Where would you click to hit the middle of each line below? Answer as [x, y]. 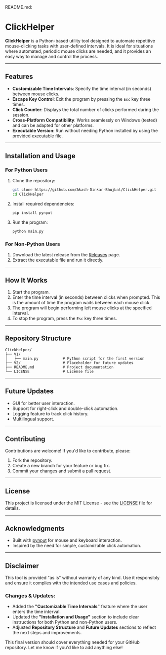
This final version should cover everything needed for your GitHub [72, 642]
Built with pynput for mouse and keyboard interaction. [67, 540]
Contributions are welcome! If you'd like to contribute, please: [68, 451]
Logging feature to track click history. [50, 413]
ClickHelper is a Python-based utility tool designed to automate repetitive [80, 41]
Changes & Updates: [30, 596]
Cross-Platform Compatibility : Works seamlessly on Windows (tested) [84, 120]
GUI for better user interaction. [43, 403]
